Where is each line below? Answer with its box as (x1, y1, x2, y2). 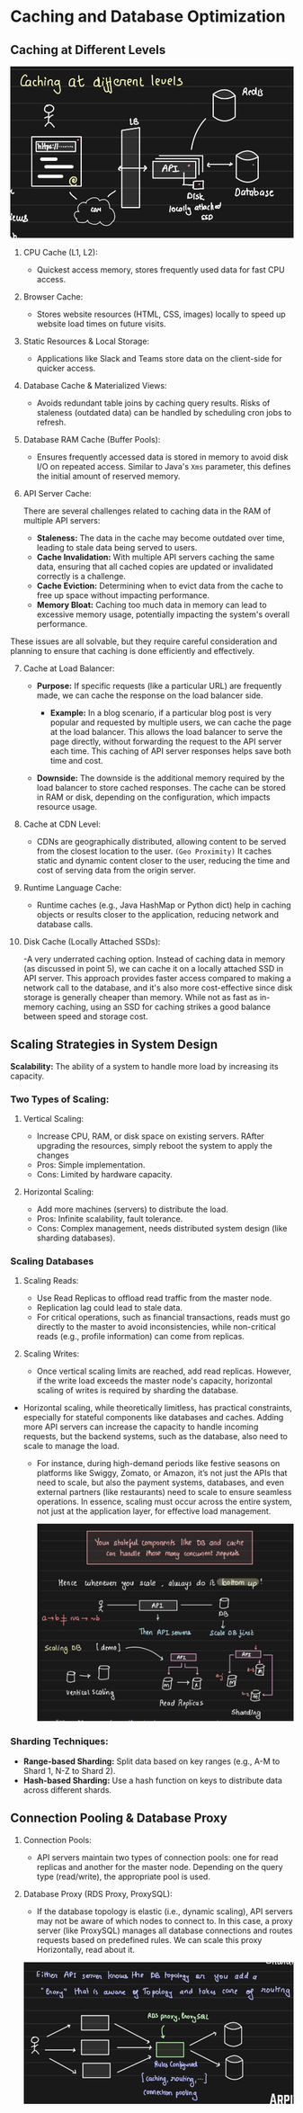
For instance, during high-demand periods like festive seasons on (36, 1458, 281, 1469)
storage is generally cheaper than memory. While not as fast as (22, 992, 258, 1003)
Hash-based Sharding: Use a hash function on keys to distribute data (22, 1775, 282, 1786)
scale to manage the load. (22, 1441, 120, 1452)
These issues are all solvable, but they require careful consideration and (10, 636, 278, 647)
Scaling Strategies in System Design (10, 1037, 218, 1052)
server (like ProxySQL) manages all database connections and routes (36, 1925, 293, 1936)
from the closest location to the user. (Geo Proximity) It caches (36, 846, 272, 856)
